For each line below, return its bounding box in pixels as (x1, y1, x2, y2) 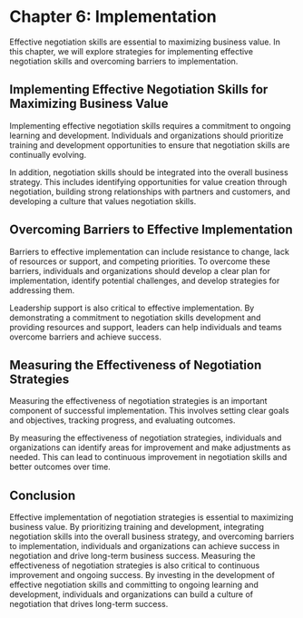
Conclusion (9, 487, 76, 503)
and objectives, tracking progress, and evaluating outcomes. (9, 415, 236, 426)
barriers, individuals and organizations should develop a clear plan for (9, 265, 270, 276)
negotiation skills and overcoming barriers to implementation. (9, 55, 239, 66)
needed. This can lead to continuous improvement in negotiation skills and (9, 452, 288, 463)
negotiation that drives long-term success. (9, 599, 169, 610)
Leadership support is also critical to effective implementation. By (9, 302, 255, 313)
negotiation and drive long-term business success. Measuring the (9, 551, 256, 562)
